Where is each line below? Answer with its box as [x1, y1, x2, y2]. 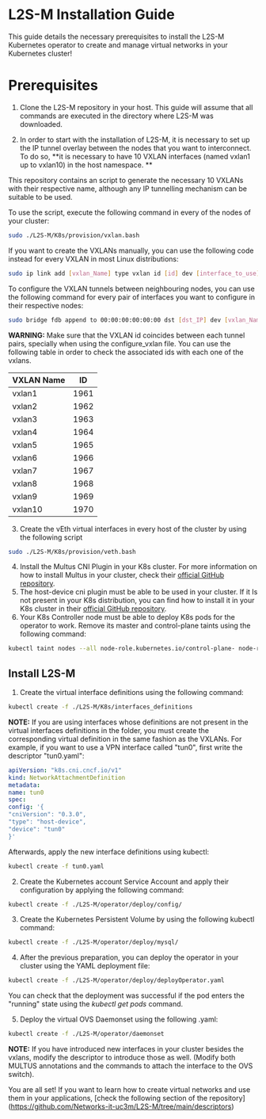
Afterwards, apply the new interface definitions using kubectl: [8, 846, 210, 857]
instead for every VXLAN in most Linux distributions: [8, 254, 179, 263]
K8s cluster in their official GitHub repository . [19, 604, 167, 613]
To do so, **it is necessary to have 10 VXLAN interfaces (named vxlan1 [19, 151, 251, 161]
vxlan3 [12, 414, 38, 425]
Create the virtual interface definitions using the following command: [19, 688, 244, 697]
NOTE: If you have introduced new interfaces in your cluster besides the [8, 1045, 244, 1054]
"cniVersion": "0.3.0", [8, 811, 87, 819]
